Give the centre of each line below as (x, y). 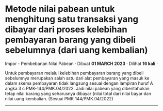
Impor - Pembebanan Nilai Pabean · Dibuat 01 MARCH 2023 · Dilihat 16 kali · (81, 63)
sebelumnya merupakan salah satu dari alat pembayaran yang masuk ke (77, 78)
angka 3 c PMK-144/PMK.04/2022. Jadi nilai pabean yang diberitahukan (77, 88)
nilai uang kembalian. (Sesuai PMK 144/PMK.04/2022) (59, 98)
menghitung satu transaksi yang (72, 19)
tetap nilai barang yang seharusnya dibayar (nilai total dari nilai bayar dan (78, 94)
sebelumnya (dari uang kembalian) (76, 50)
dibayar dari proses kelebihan (66, 30)
